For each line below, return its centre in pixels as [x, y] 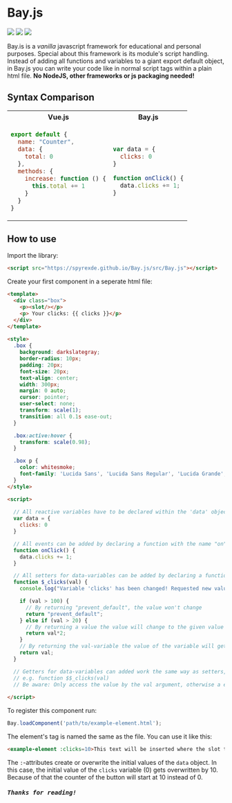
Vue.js [58, 117]
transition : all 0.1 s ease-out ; [66, 416]
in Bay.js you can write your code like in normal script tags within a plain [109, 68]
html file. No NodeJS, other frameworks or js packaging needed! [101, 76]
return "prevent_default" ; [64, 614]
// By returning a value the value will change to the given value [125, 627]
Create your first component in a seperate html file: [80, 281]
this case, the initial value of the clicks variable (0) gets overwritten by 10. [113, 770]
